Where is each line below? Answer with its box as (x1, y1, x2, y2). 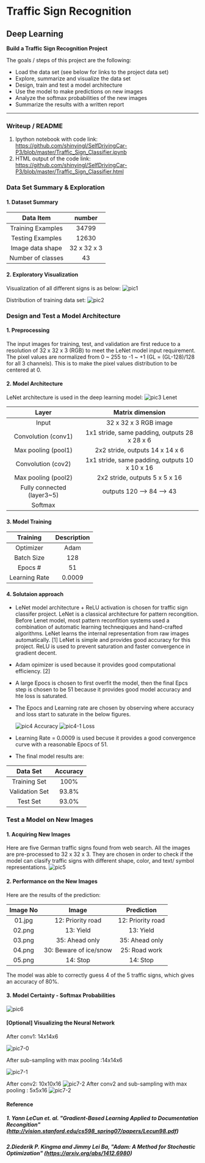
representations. (6, 863, 48, 871)
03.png (13, 935, 35, 944)
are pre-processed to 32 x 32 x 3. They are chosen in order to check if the (6, 851, 193, 858)
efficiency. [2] (15, 668, 51, 675)
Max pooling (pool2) (14, 473, 73, 481)
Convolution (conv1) (13, 432, 73, 441)
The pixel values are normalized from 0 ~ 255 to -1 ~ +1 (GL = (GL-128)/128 (6, 353, 195, 361)
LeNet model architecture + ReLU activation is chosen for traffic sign (15, 604, 188, 611)
